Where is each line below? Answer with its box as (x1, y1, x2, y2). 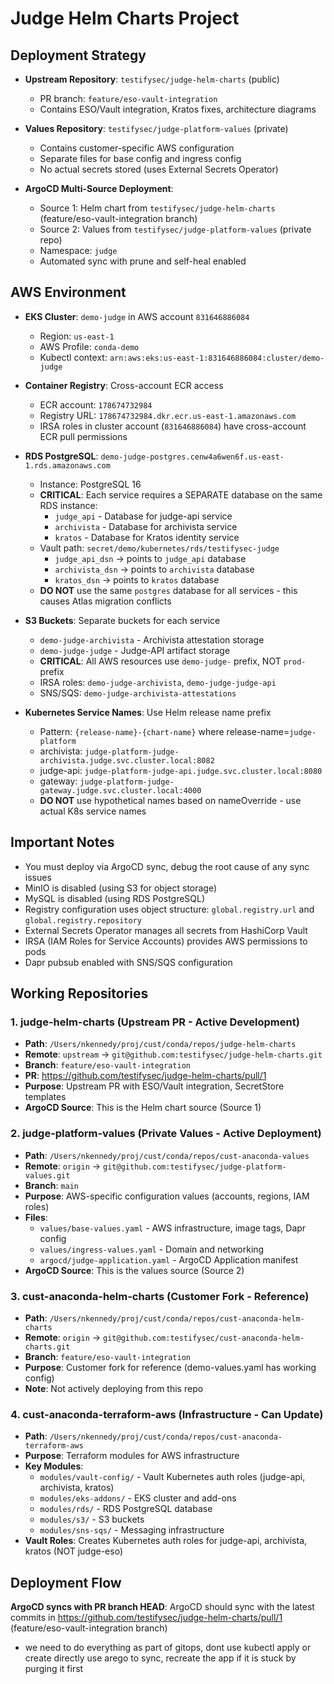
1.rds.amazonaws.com (24, 460, 111, 471)
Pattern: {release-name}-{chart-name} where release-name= (39, 725, 290, 737)
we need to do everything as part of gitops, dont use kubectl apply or (24, 1642, 312, 1654)
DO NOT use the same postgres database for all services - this (39, 584, 298, 596)
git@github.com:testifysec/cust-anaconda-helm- (103, 1333, 305, 1343)
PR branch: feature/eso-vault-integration (39, 93, 218, 104)
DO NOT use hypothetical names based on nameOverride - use (39, 794, 302, 806)
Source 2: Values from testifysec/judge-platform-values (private (39, 223, 312, 235)
